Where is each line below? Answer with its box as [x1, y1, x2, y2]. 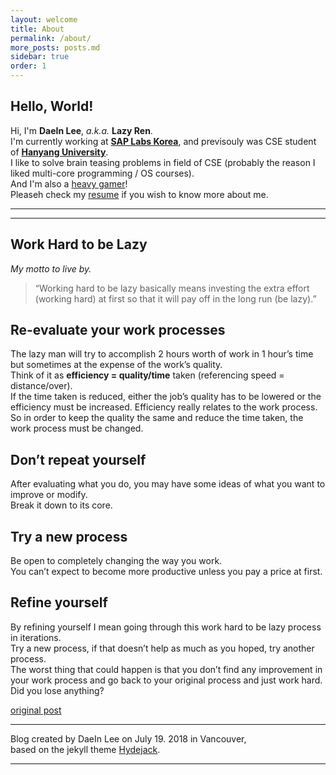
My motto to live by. [10, 262, 92, 275]
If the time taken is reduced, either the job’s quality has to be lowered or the [10, 391, 322, 403]
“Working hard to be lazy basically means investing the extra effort [34, 282, 310, 294]
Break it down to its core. [10, 499, 113, 511]
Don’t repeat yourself [10, 451, 147, 468]
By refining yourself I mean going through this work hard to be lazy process [10, 621, 322, 633]
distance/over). [10, 380, 73, 392]
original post [10, 704, 62, 716]
